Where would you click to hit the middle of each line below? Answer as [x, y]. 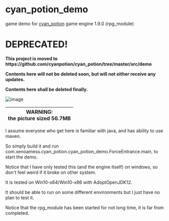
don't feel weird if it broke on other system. [51, 172]
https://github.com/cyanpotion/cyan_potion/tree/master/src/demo [79, 64]
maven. [13, 136]
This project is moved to [31, 58]
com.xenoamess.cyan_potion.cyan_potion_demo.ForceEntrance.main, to [82, 151]
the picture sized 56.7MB [39, 118]
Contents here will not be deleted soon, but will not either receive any [81, 74]
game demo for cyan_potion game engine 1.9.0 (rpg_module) [70, 24]
